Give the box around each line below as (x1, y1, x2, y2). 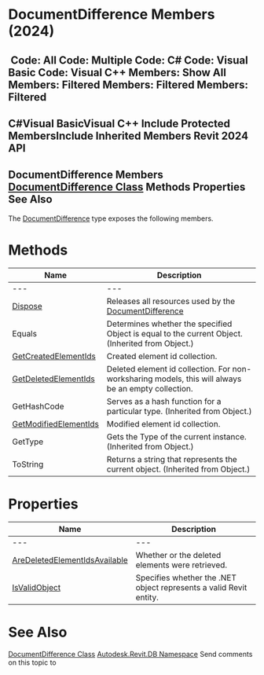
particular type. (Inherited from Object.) (106, 405, 252, 416)
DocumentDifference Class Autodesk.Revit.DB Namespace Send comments (8, 649, 253, 658)
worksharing (106, 373, 153, 384)
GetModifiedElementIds (12, 418, 100, 429)
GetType (12, 436, 44, 447)
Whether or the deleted (135, 549, 222, 560)
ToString (12, 458, 44, 469)
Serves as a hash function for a (106, 395, 222, 406)
